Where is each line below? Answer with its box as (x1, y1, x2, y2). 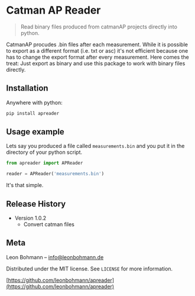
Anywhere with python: (6, 99, 63, 106)
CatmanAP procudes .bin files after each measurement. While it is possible (6, 41, 188, 48)
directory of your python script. (6, 149, 83, 156)
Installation (6, 83, 48, 94)
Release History (6, 199, 66, 209)
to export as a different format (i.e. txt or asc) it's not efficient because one (6, 47, 188, 54)
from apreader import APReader (6, 160, 83, 166)
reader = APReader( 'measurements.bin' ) (6, 171, 105, 177)
